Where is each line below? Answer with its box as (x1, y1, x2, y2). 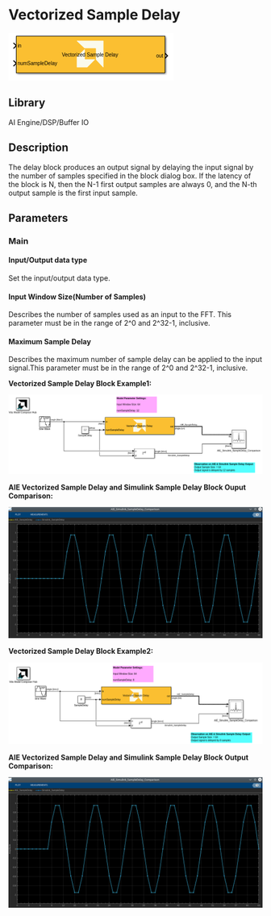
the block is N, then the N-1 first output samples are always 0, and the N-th (8, 179, 257, 189)
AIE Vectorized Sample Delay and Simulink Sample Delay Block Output (8, 752, 248, 762)
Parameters (8, 211, 69, 225)
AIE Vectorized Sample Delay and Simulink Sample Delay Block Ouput (8, 482, 246, 493)
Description (8, 141, 69, 155)
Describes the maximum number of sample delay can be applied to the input (8, 355, 262, 364)
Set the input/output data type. (8, 273, 110, 283)
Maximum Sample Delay (8, 336, 91, 346)
